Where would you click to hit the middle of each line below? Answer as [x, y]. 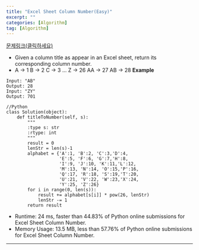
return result [45, 206]
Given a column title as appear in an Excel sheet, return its [86, 57]
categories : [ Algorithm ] [37, 23]
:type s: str [44, 128]
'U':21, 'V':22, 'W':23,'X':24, [99, 180]
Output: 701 [21, 97]
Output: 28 [20, 86]
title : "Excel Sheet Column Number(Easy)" [59, 12]
